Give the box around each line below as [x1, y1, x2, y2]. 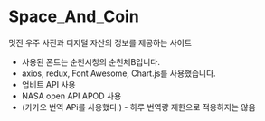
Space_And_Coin [8, 6, 139, 27]
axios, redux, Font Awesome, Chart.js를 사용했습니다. [21, 68, 216, 79]
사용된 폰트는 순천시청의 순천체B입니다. [21, 56, 160, 67]
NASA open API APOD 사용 [21, 90, 122, 101]
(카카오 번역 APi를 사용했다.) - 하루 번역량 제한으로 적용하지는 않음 [21, 101, 256, 112]
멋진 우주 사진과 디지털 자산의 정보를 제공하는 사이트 [8, 37, 192, 48]
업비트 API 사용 [21, 79, 76, 89]
